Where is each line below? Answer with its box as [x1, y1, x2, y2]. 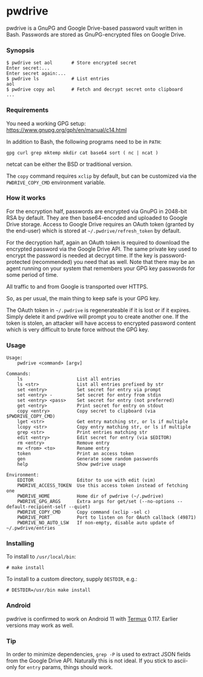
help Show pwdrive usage [17, 461, 126, 468]
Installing [6, 540, 35, 548]
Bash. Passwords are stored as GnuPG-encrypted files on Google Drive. [6, 30, 186, 38]
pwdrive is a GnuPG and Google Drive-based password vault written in [6, 24, 183, 32]
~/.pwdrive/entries [6, 525, 56, 532]
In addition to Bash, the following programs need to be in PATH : [6, 138, 162, 145]
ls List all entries [17, 376, 121, 383]
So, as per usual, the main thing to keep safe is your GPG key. [6, 294, 160, 302]
